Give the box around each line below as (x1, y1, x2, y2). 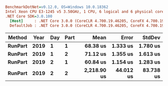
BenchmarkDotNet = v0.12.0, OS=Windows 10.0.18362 (5, 4, 108, 9)
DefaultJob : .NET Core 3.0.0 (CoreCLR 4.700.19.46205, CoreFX (9, 23, 144, 28)
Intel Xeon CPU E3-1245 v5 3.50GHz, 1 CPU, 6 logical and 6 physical (5, 9, 153, 14)
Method (8, 34, 27, 41)
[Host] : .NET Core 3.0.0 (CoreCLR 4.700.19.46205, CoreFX (9, 18, 144, 23)
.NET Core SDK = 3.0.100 (5, 13, 52, 19)
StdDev (142, 34, 160, 41)
